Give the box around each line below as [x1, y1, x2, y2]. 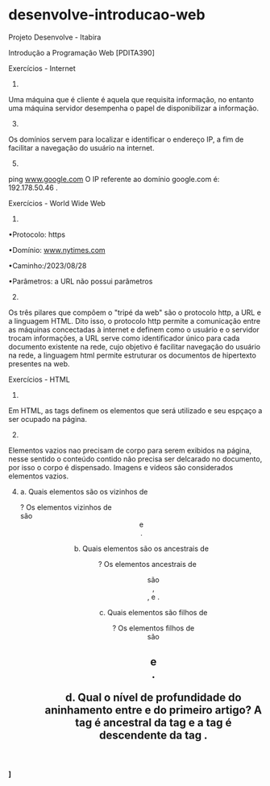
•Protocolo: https [8, 230, 66, 239]
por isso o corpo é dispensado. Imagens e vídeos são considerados [8, 462, 234, 472]
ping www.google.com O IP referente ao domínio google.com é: [8, 174, 220, 184]
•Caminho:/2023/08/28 [8, 260, 87, 271]
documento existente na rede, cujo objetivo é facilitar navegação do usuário [8, 341, 260, 351]
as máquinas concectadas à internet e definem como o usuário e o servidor [8, 325, 260, 334]
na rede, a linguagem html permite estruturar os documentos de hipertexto [8, 350, 256, 360]
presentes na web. [8, 358, 70, 368]
